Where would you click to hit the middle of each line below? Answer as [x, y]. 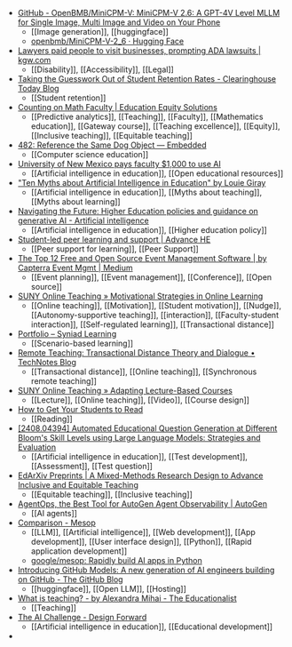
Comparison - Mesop [56, 523]
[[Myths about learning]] [76, 202]
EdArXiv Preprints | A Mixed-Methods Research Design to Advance [140, 475]
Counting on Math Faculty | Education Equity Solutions [117, 107]
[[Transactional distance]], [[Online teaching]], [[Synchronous [144, 371]
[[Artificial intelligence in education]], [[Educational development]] [152, 627]
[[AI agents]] [54, 513]
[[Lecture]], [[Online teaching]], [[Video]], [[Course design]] [140, 400]
